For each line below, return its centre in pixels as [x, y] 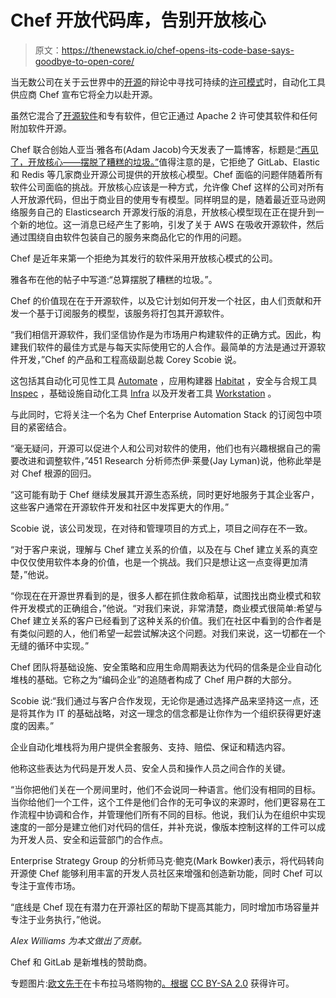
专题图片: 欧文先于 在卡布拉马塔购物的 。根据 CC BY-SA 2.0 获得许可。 [152, 983]
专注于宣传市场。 [45, 885]
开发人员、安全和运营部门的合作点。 [93, 839]
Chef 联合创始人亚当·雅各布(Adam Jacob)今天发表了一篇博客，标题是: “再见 [164, 149]
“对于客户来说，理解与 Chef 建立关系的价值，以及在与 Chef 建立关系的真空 [164, 549]
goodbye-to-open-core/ [84, 61]
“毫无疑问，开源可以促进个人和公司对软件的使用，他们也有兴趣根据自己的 [161, 448]
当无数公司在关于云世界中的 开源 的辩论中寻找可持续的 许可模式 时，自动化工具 [168, 82]
